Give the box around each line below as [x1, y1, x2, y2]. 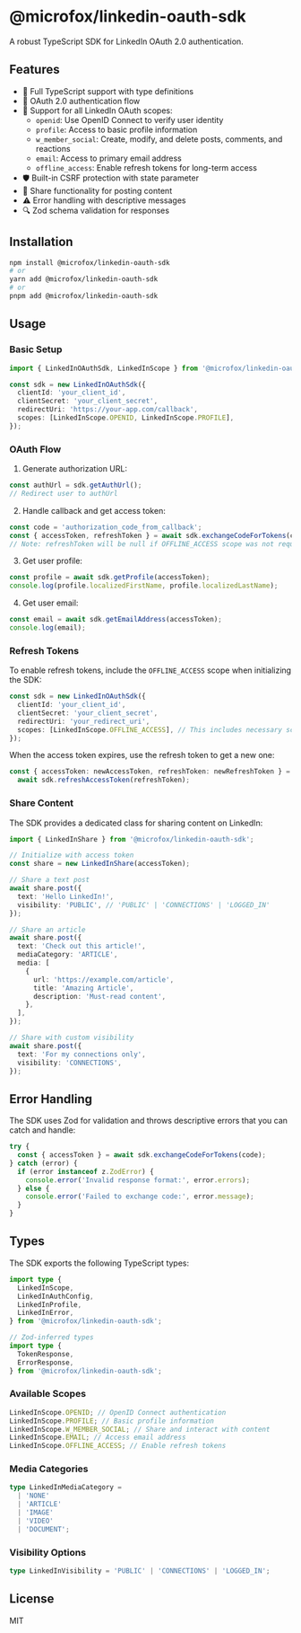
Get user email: [21, 597, 79, 608]
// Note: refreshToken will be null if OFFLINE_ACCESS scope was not [9, 539, 275, 549]
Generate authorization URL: [21, 463, 128, 474]
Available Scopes [9, 1388, 87, 1400]
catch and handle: [9, 1125, 76, 1135]
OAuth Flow [9, 443, 62, 455]
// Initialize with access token [9, 851, 134, 860]
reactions [35, 143, 71, 154]
